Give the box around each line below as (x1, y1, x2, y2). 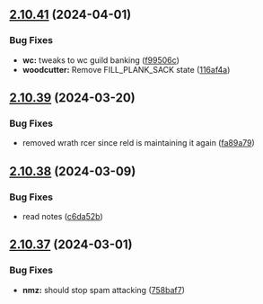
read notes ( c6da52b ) (22, 211, 103, 222)
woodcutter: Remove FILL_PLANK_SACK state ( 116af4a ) (22, 64, 231, 75)
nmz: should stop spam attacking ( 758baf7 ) (22, 284, 186, 295)
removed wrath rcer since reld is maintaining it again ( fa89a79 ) (22, 138, 256, 148)
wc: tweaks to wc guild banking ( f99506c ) (22, 54, 180, 66)
